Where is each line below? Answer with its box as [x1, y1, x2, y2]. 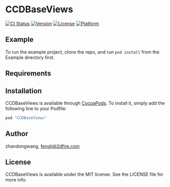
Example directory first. [5, 54, 55, 60]
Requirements [5, 69, 51, 78]
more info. [5, 177, 27, 183]
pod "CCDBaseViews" [5, 115, 47, 121]
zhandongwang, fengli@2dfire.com [5, 143, 80, 149]
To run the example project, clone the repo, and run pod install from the [5, 49, 160, 55]
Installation [5, 86, 42, 95]
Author [5, 129, 28, 138]
